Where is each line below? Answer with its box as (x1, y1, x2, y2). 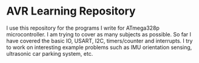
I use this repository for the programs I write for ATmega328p (6, 24, 160, 31)
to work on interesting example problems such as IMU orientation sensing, (6, 44, 192, 51)
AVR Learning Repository (6, 4, 136, 18)
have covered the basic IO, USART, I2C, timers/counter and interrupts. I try (6, 37, 193, 44)
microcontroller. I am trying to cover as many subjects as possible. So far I (6, 30, 192, 38)
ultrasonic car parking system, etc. (6, 50, 93, 57)
